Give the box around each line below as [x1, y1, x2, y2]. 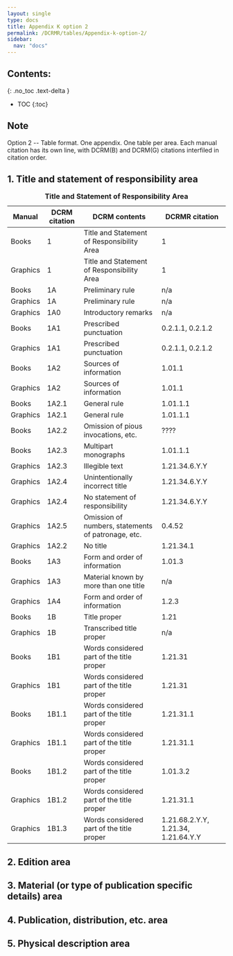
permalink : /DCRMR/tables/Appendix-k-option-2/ [7, 29, 148, 37]
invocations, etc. [83, 430, 137, 440]
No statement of [83, 493, 137, 502]
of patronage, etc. [83, 530, 142, 540]
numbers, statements [83, 521, 153, 531]
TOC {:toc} [17, 100, 49, 108]
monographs [83, 450, 126, 460]
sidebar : [7, 36, 33, 43]
